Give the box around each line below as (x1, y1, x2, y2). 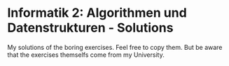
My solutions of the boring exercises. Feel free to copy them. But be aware (7, 43, 223, 51)
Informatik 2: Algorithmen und (7, 5, 187, 21)
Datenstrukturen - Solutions (7, 20, 174, 36)
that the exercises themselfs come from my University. (7, 51, 165, 59)
